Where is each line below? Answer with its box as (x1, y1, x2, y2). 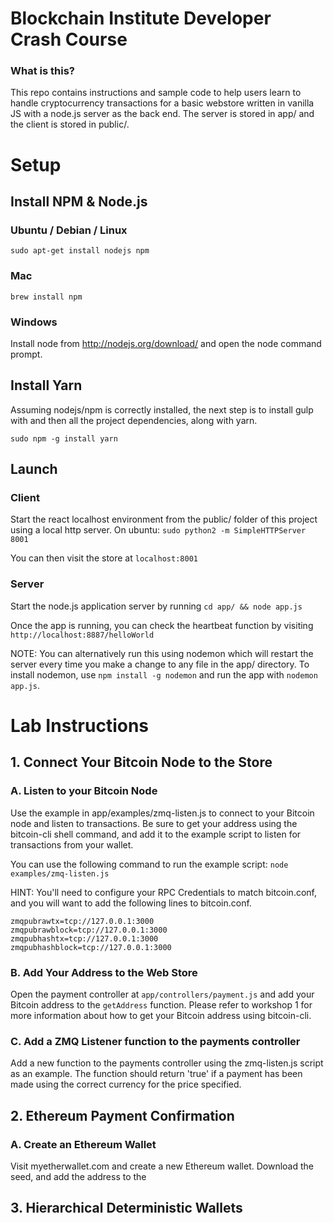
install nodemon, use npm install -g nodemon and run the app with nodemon (10, 668, 318, 681)
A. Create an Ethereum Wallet (10, 1137, 157, 1151)
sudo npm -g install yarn (10, 433, 118, 444)
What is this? (10, 64, 75, 78)
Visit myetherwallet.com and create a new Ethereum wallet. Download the (10, 1160, 315, 1172)
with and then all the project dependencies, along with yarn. (10, 414, 258, 426)
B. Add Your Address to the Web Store (10, 965, 198, 979)
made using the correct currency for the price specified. (10, 1078, 242, 1091)
